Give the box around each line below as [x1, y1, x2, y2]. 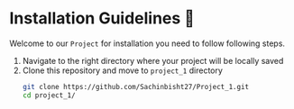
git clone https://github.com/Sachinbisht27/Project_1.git [22, 82, 250, 91]
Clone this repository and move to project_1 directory [22, 65, 224, 76]
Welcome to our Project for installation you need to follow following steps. [9, 38, 286, 49]
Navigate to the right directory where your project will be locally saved [22, 55, 284, 66]
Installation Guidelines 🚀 [9, 8, 196, 29]
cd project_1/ [22, 90, 76, 100]
